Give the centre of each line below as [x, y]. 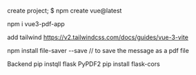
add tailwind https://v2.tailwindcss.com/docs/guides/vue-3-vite [98, 37]
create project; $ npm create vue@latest [65, 11]
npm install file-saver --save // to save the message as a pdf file [98, 51]
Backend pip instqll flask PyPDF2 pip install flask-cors [84, 64]
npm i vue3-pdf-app [36, 24]
